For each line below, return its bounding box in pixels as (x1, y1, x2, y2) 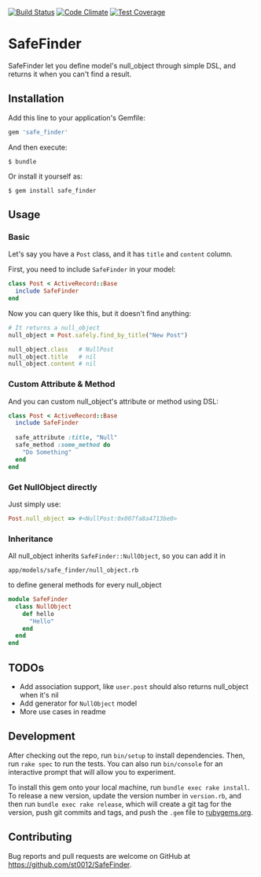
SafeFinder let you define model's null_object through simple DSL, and (8, 61, 236, 70)
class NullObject (15, 602, 72, 610)
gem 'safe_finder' (8, 128, 68, 136)
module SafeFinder (8, 595, 68, 603)
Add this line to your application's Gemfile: (8, 112, 145, 122)
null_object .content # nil (8, 360, 97, 368)
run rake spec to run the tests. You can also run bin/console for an (8, 759, 223, 768)
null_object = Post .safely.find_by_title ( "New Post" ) (8, 331, 189, 339)
